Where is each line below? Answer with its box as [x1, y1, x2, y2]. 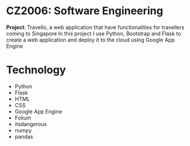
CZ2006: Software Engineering [6, 4, 163, 18]
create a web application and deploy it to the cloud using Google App [6, 36, 175, 43]
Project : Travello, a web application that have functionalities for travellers [6, 24, 185, 31]
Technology [6, 63, 66, 77]
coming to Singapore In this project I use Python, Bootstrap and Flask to [6, 30, 182, 37]
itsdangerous [14, 120, 47, 128]
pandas [14, 133, 34, 140]
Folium [14, 114, 31, 121]
